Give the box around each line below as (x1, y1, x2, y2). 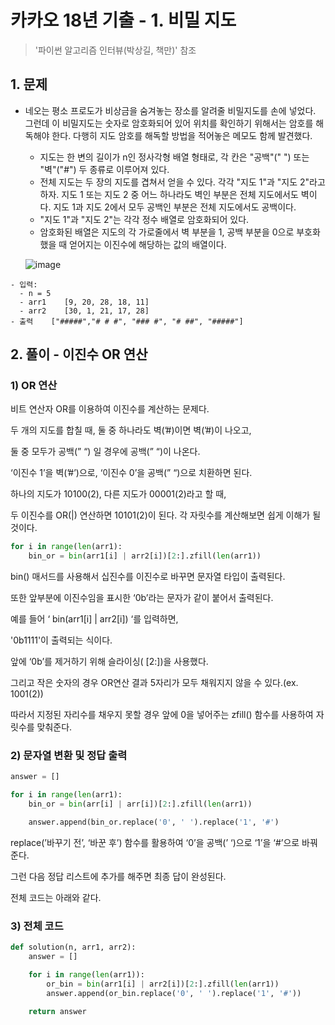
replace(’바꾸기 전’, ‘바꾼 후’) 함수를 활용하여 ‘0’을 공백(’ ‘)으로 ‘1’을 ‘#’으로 (10, 836, 300, 848)
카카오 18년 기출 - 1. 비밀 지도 (10, 9, 237, 32)
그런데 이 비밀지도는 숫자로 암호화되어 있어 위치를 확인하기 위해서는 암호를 (24, 117, 314, 129)
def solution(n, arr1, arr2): (10, 942, 137, 953)
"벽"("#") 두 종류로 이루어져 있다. (39, 163, 170, 175)
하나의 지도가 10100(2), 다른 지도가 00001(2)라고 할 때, (10, 488, 227, 500)
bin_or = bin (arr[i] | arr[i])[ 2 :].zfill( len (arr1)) (28, 799, 253, 810)
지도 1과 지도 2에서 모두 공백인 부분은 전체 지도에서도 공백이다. (53, 201, 297, 213)
